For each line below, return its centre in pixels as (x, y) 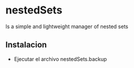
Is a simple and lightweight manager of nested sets (67, 26)
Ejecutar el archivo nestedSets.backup (60, 59)
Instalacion (26, 45)
